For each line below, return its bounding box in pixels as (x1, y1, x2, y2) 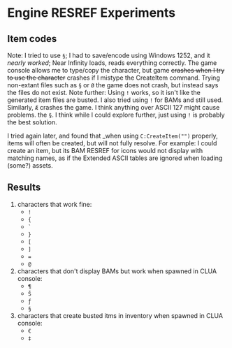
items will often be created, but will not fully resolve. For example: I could (7, 139, 217, 147)
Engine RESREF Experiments (7, 5, 176, 21)
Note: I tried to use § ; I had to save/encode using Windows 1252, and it (7, 51, 211, 59)
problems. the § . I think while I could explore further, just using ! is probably (7, 110, 225, 119)
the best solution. (7, 118, 57, 126)
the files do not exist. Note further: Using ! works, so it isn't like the (7, 89, 201, 96)
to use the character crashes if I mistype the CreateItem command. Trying (7, 73, 220, 82)
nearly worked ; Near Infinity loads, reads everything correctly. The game (7, 59, 217, 67)
